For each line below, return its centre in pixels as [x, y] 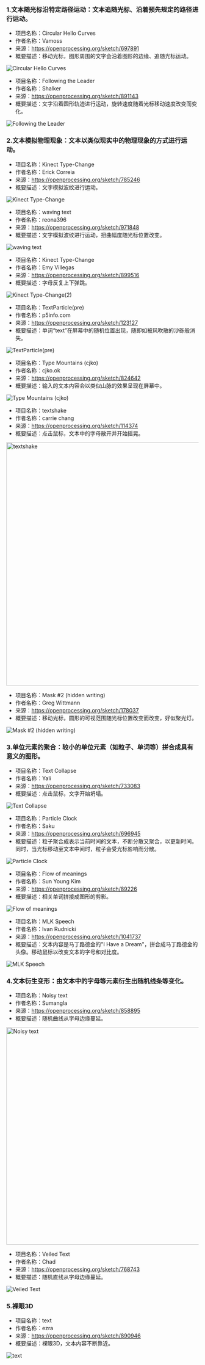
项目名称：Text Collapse [46, 770]
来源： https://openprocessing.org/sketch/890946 [78, 1336]
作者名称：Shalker [38, 89]
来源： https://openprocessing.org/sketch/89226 [76, 889]
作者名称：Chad [35, 1262]
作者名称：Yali [33, 778]
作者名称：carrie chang [45, 418]
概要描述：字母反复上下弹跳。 [52, 283]
